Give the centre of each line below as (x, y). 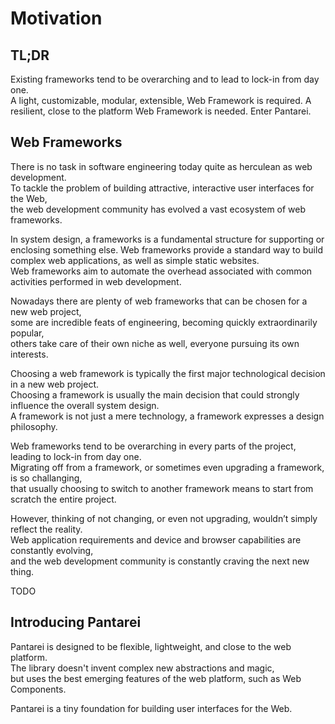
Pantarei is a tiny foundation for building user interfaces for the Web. (151, 708)
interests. (29, 354)
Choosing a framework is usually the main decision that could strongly (155, 394)
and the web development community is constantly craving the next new (160, 561)
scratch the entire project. (63, 499)
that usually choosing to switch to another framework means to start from (162, 488)
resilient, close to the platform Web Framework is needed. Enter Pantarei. (161, 111)
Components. (38, 689)
